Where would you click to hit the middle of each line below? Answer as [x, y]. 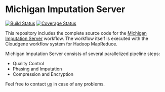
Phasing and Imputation [37, 69]
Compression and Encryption [43, 74]
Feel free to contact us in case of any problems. [55, 84]
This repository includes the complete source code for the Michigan [76, 33]
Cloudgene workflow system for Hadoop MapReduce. [61, 43]
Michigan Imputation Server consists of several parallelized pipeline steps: [83, 54]
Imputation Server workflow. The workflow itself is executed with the [77, 38]
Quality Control [28, 63]
